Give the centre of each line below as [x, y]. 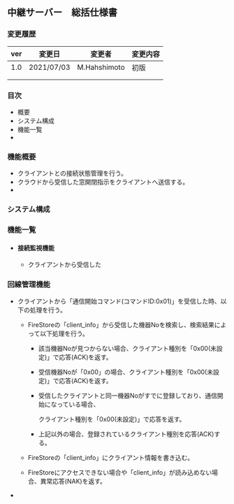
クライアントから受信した [65, 265]
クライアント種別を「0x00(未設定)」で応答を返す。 [112, 419]
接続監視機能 [36, 247]
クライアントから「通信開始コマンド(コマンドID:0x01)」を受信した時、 [119, 301]
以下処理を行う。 [64, 333]
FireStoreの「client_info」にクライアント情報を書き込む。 [111, 457]
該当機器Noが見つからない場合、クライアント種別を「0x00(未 [127, 348]
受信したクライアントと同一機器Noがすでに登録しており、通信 [128, 395]
